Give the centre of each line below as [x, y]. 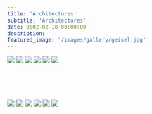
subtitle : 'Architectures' [47, 20]
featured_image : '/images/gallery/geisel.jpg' [77, 40]
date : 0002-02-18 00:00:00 [47, 27]
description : [26, 33]
